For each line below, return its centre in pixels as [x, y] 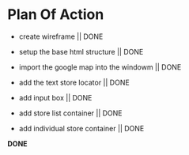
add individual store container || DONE [81, 128]
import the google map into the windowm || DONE [100, 67]
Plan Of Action [56, 15]
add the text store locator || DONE [74, 82]
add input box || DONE [55, 97]
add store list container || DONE [71, 113]
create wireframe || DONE [61, 36]
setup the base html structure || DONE [81, 51]
